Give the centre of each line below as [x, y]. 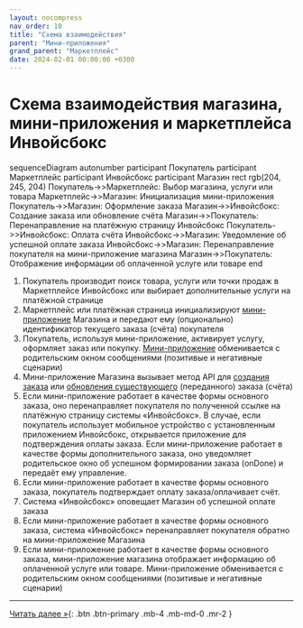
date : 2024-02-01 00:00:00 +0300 [72, 60]
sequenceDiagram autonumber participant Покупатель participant [133, 167]
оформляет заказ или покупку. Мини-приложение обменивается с [151, 347]
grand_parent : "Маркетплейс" [64, 51]
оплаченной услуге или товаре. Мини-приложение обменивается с [153, 568]
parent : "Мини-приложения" [60, 43]
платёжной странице [63, 300]
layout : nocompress [46, 18]
